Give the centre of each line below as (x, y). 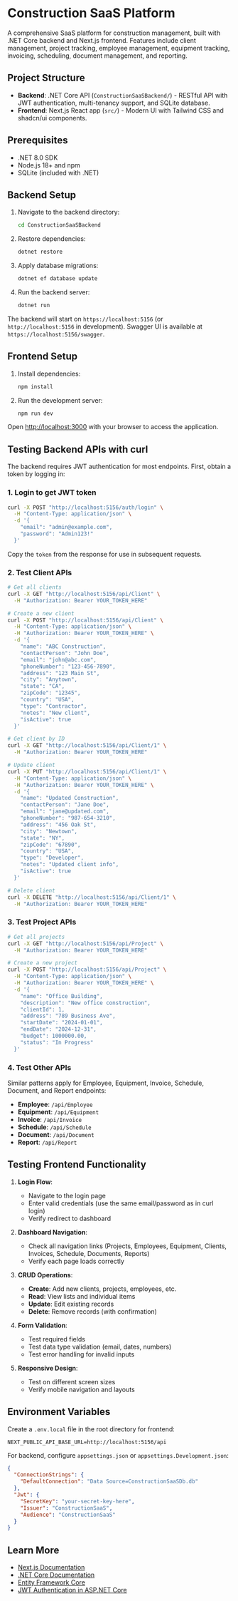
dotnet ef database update (58, 279)
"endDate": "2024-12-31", (59, 1029)
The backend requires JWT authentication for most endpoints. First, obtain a (119, 467)
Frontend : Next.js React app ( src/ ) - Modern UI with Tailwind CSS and (120, 110)
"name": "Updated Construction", (70, 798)
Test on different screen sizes (72, 1381)
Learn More (33, 1550)
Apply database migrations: (58, 266)
